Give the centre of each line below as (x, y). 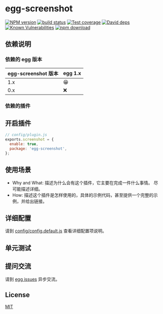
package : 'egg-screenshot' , (38, 148)
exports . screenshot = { (30, 140)
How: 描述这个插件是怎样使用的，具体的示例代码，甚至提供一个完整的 (83, 195)
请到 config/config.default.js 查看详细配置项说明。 (56, 231)
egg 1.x (72, 73)
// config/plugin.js (26, 135)
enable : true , (24, 144)
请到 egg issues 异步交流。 (33, 279)
